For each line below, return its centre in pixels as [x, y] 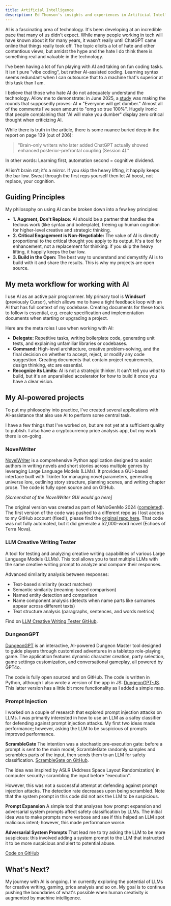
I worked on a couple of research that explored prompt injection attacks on [84, 712]
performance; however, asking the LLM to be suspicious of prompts [76, 729]
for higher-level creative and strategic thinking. [62, 230]
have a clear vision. [33, 382]
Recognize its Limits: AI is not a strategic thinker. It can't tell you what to [89, 370]
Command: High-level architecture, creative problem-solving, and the [86, 349]
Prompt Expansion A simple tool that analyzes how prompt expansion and [83, 806]
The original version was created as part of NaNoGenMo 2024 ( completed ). [85, 507]
